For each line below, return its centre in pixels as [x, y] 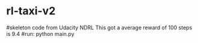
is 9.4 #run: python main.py [40, 33]
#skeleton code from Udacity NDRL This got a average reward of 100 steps [99, 27]
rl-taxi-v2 [31, 11]
